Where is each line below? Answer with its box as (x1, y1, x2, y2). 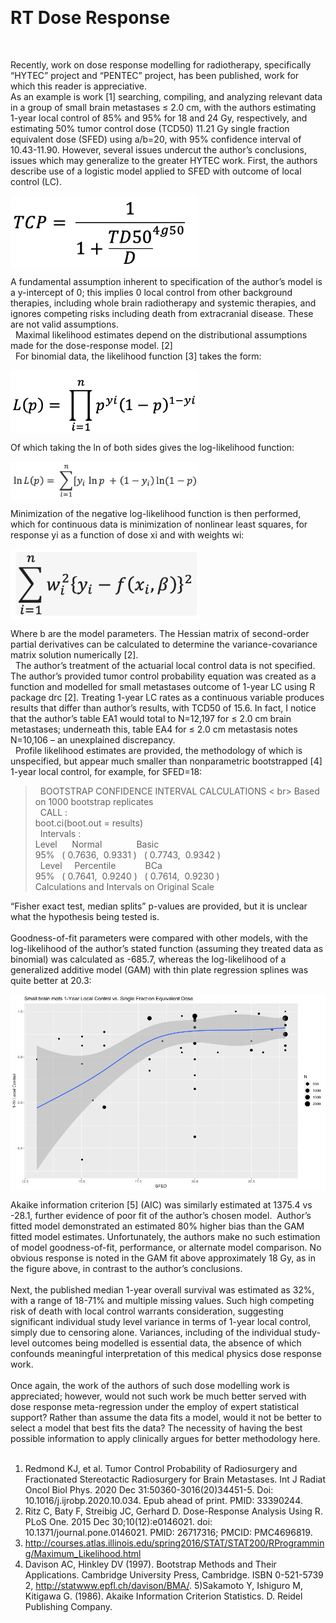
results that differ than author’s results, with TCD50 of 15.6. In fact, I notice (10, 702, 317, 714)
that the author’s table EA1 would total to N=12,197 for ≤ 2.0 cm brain (10, 712, 292, 724)
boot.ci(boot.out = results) (34, 817, 144, 829)
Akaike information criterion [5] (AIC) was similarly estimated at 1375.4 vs (10, 1199, 313, 1211)
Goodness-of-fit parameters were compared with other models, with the (10, 932, 309, 944)
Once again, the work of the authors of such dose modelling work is (10, 1380, 290, 1392)
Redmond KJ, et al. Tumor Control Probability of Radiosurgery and (24, 1463, 298, 1475)
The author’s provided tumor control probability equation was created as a (10, 670, 317, 682)
